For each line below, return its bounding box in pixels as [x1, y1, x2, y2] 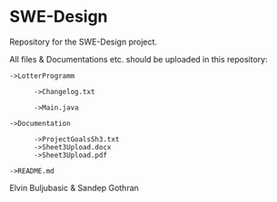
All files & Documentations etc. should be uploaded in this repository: [9, 53, 268, 64]
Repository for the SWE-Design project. [9, 36, 157, 47]
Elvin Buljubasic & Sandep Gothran [9, 182, 139, 193]
